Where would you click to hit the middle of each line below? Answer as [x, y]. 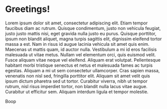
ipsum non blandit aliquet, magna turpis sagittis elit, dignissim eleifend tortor [83, 39]
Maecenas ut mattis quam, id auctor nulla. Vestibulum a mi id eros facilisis [81, 49]
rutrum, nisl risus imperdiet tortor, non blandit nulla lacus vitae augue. [77, 86]
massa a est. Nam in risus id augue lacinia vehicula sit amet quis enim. [77, 44]
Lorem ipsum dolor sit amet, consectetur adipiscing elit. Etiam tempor [77, 23]
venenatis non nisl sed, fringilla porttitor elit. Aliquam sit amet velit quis [78, 76]
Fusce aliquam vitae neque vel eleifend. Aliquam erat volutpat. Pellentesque [83, 60]
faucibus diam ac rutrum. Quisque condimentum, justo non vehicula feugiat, [83, 28]
